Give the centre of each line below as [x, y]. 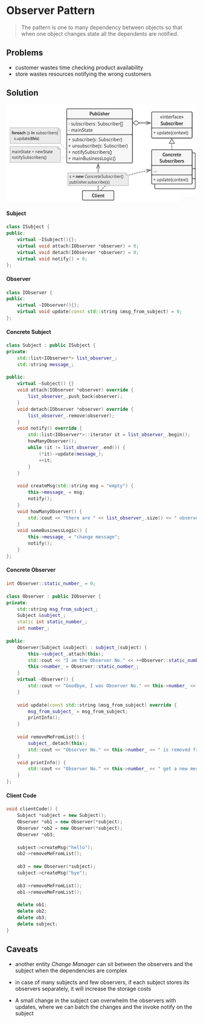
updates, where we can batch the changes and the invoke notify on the [104, 1007]
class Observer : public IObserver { [54, 596]
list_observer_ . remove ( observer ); [71, 416]
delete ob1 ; [32, 905]
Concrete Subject [29, 332]
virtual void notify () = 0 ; [52, 259]
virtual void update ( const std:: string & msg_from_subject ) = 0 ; [100, 312]
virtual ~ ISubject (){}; [47, 239]
